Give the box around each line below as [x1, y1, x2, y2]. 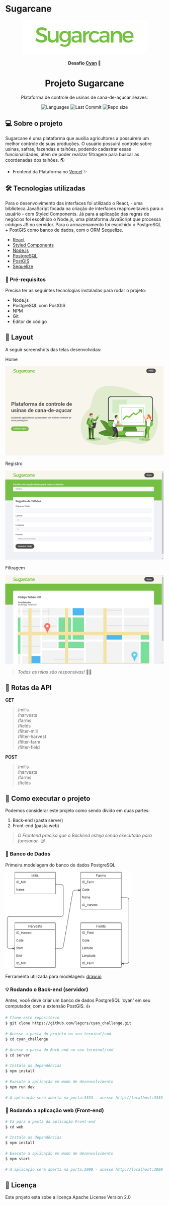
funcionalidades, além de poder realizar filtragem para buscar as [5, 151, 140, 157]
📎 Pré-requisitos [5, 276, 46, 283]
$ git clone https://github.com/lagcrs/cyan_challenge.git [5, 1021, 132, 1026]
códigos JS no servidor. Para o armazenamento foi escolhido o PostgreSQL [5, 221, 162, 227]
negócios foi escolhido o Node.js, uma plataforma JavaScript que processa [5, 216, 161, 222]
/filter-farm [17, 739, 41, 745]
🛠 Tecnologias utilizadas [5, 184, 86, 193]
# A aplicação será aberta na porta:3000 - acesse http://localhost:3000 [5, 1167, 163, 1172]
